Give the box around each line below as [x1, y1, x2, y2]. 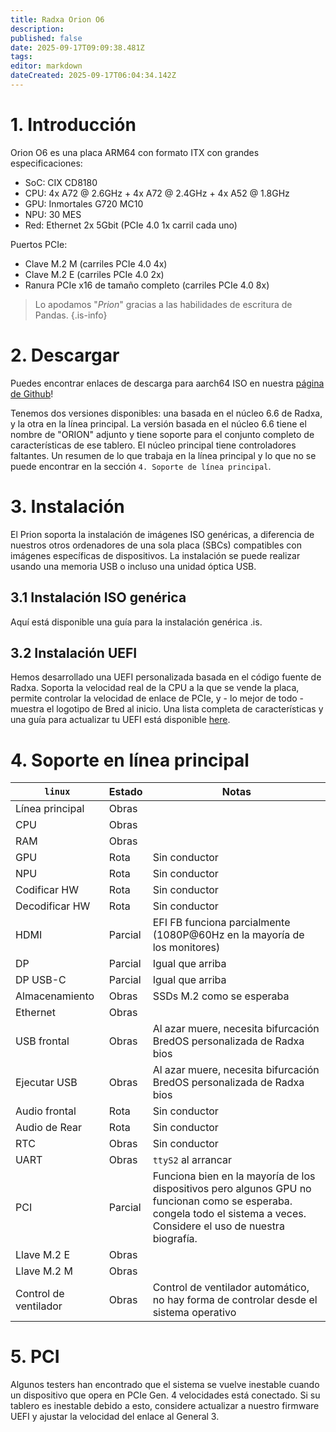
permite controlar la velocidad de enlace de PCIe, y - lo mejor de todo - [10, 692, 304, 705]
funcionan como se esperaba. [152, 1194, 293, 1208]
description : [10, 24, 65, 34]
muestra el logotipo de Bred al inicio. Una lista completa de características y [10, 703, 324, 715]
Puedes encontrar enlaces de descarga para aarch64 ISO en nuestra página [10, 377, 325, 389]
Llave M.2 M [15, 1264, 73, 1278]
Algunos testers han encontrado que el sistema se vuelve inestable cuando [10, 1379, 320, 1391]
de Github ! [10, 387, 54, 400]
